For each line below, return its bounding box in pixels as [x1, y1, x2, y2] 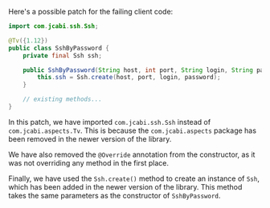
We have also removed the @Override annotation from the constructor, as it [8, 150, 256, 159]
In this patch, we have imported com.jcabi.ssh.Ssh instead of [8, 117, 211, 126]
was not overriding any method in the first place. [8, 158, 169, 167]
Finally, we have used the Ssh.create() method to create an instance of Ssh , [8, 174, 260, 183]
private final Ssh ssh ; [22, 51, 103, 59]
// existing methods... [22, 95, 103, 103]
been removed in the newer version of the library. [8, 134, 172, 143]
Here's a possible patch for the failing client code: [8, 7, 174, 16]
